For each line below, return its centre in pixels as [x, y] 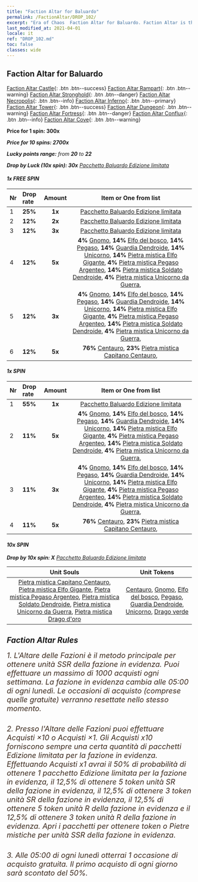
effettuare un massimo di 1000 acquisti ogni [83, 673]
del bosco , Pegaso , [157, 597]
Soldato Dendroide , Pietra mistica [65, 604]
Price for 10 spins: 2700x [38, 142]
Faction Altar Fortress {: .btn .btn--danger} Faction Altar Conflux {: [108, 113]
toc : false [20, 45]
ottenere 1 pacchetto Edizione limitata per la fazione [97, 773]
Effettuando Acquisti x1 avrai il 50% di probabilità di [96, 764]
